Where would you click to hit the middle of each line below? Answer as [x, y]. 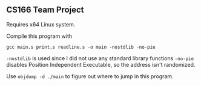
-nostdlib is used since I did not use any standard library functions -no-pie [100, 58]
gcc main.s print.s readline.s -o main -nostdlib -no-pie [81, 47]
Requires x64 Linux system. [41, 24]
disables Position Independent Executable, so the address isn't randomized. [101, 64]
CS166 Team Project [45, 10]
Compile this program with [39, 36]
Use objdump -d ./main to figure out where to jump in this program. [90, 76]
